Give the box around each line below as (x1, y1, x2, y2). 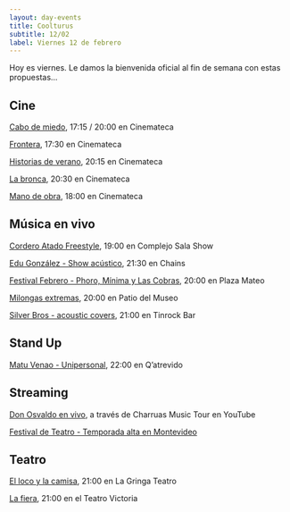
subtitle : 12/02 (9, 29, 70, 38)
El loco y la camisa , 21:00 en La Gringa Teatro (9, 475, 177, 487)
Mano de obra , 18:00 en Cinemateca (9, 191, 143, 202)
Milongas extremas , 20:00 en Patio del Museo (9, 292, 178, 303)
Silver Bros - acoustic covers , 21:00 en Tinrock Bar (9, 309, 196, 320)
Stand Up (9, 336, 62, 351)
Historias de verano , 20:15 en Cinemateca (9, 156, 163, 167)
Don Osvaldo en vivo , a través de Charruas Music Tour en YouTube (9, 408, 256, 420)
